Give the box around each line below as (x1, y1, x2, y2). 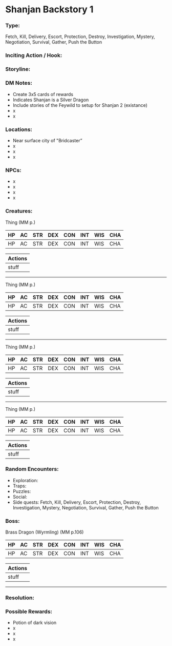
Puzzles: (12, 488, 31, 494)
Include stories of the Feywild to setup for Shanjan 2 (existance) (12, 102, 147, 108)
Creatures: (5, 207, 33, 215)
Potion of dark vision (12, 620, 57, 626)
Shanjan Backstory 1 (5, 4, 94, 15)
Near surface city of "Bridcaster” (12, 137, 83, 143)
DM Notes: (5, 80, 32, 87)
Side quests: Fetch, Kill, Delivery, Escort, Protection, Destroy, (12, 499, 141, 505)
